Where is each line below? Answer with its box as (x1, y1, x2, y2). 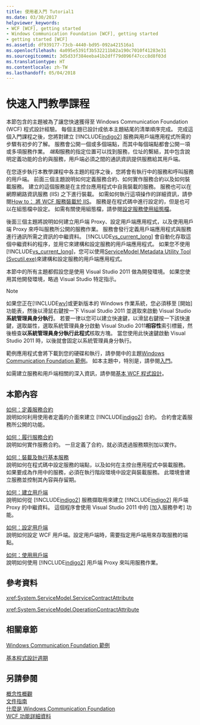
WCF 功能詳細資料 (6, 712, 52, 720)
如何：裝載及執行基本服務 (6, 454, 69, 461)
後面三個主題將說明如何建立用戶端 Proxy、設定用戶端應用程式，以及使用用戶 (6, 218, 194, 226)
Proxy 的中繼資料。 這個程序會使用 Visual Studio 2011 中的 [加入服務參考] (6, 504, 186, 511)
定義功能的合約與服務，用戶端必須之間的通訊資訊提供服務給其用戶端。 (11, 156, 183, 163)
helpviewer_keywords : (6, 20, 60, 26)
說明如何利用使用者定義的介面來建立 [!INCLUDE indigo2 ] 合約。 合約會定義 (6, 414, 187, 421)
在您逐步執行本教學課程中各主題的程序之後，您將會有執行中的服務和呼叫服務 (6, 168, 194, 175)
